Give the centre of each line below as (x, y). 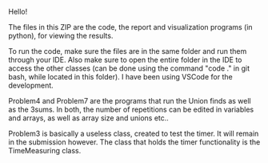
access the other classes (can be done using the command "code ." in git (129, 68)
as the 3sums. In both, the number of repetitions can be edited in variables (131, 109)
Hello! (18, 12)
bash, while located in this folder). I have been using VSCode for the (121, 77)
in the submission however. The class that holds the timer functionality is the (134, 142)
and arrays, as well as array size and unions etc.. (89, 118)
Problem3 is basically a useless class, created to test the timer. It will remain (134, 133)
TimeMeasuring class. (45, 151)
